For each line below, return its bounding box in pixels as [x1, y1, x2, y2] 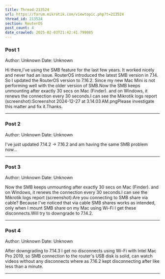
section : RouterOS [5, 21, 43, 26]
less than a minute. [5, 264, 43, 270]
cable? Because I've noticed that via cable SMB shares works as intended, [5, 200, 156, 206]
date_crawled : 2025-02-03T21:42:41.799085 [5, 30, 93, 35]
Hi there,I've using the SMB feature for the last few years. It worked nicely [5, 67, 155, 73]
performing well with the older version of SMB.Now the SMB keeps [5, 83, 140, 89]
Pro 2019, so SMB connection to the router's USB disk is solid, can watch [5, 253, 153, 259]
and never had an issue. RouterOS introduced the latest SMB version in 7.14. [5, 72, 158, 78]
